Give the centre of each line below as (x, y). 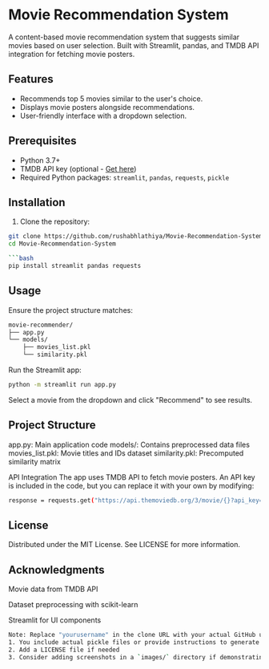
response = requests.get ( (51, 500)
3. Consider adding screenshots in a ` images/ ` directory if (112, 657)
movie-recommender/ (41, 325)
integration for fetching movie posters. (72, 54)
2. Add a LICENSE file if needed (64, 650)
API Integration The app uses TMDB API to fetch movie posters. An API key (132, 477)
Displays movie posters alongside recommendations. (107, 107)
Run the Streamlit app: (45, 370)
